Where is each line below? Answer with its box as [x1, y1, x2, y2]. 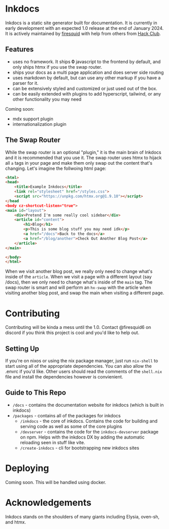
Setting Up [5, 344, 39, 353]
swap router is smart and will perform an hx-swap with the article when [5, 284, 151, 291]
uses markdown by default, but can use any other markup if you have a [12, 74, 161, 81]
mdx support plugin [12, 116, 53, 122]
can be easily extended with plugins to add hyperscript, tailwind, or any [12, 90, 161, 97]
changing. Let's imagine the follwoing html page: [5, 165, 106, 171]
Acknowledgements [5, 497, 92, 508]
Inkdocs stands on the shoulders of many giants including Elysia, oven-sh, [5, 513, 160, 519]
